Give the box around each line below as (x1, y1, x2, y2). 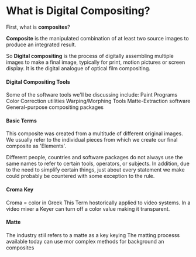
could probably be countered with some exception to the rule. (6, 173, 155, 180)
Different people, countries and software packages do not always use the (6, 154, 183, 161)
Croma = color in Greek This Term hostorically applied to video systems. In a (6, 199, 191, 206)
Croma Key (6, 186, 34, 193)
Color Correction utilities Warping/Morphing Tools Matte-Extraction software (6, 98, 191, 105)
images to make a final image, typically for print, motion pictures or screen (6, 59, 185, 66)
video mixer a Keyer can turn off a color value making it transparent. (6, 205, 170, 212)
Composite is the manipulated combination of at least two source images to (6, 35, 189, 42)
